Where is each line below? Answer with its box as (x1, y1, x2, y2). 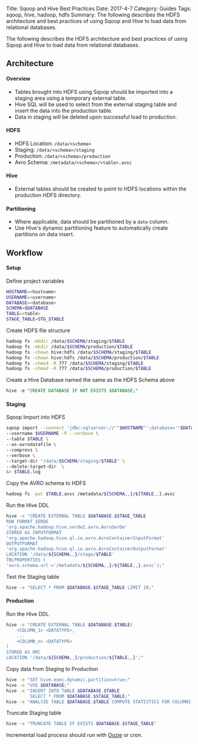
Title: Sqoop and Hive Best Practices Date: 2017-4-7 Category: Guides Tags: (6, 5, 192, 12)
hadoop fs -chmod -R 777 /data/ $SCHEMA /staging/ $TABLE (6, 360, 144, 366)
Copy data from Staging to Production (6, 666, 98, 673)
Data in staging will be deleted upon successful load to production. (14, 113, 177, 120)
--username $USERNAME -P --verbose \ (6, 431, 99, 437)
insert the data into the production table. (14, 107, 113, 114)
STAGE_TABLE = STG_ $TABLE (6, 316, 65, 322)
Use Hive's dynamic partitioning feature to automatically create (14, 224, 168, 232)
